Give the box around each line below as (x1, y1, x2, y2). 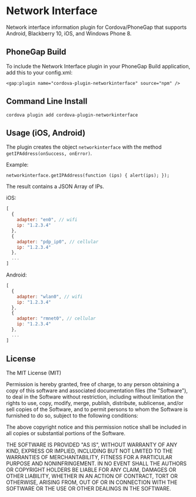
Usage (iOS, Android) (6, 128, 86, 138)
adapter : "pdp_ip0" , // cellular (16, 239, 99, 245)
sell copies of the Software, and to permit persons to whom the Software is (6, 406, 188, 413)
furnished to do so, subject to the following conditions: (6, 412, 138, 419)
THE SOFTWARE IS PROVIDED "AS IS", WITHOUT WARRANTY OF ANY (6, 441, 178, 449)
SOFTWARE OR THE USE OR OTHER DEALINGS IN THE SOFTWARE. (6, 485, 171, 492)
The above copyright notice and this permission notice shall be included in (6, 423, 187, 431)
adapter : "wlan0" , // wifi (16, 294, 83, 299)
